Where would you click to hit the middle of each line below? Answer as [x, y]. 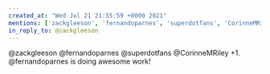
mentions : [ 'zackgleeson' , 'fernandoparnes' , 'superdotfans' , [115, 23]
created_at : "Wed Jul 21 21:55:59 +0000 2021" [88, 16]
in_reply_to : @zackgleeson [53, 30]
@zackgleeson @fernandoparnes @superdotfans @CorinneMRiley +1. [125, 53]
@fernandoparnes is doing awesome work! [80, 61]
